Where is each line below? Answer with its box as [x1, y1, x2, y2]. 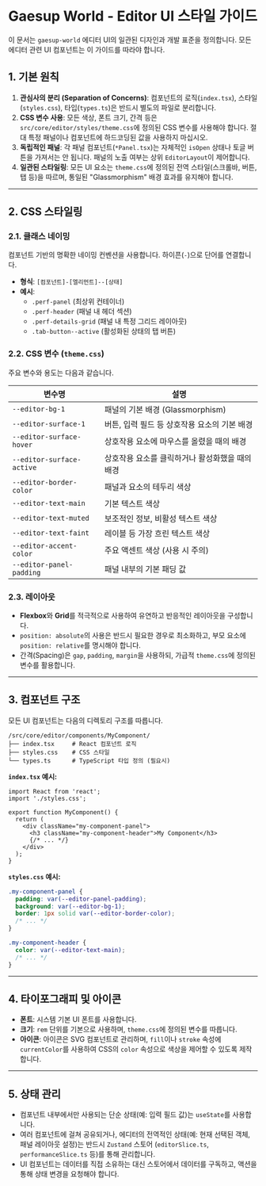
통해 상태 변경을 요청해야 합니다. [19, 1169, 120, 1179]
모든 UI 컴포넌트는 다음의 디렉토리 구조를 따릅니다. [8, 715, 164, 725]
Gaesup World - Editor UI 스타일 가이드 [8, 7, 258, 25]
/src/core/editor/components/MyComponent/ [8, 731, 150, 740]
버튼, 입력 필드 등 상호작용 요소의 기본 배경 [104, 419, 253, 430]
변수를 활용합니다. [19, 660, 75, 670]
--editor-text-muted [12, 513, 89, 522]
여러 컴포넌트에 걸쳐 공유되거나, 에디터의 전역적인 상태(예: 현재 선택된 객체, [19, 1130, 251, 1139]
